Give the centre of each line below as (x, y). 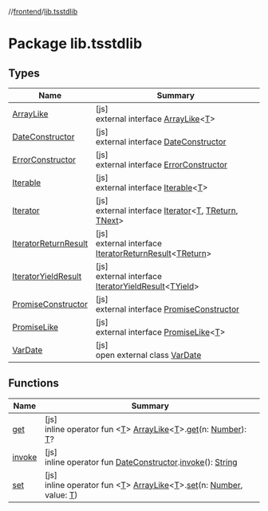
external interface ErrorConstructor (162, 165)
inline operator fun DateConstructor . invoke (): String (141, 462)
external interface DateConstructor (161, 142)
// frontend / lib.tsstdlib (43, 12)
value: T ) (61, 495)
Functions (34, 383)
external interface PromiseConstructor (167, 309)
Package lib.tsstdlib (75, 44)
